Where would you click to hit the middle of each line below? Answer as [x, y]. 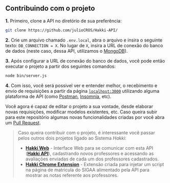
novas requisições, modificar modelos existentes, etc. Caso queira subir [81, 112]
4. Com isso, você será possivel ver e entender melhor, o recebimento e [81, 85]
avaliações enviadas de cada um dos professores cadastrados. [92, 159]
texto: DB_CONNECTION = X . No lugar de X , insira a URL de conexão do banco [84, 45]
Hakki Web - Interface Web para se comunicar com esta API [89, 148]
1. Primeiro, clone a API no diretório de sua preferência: [63, 21]
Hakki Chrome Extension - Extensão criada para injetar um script [95, 164]
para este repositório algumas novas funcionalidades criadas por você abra [85, 117]
